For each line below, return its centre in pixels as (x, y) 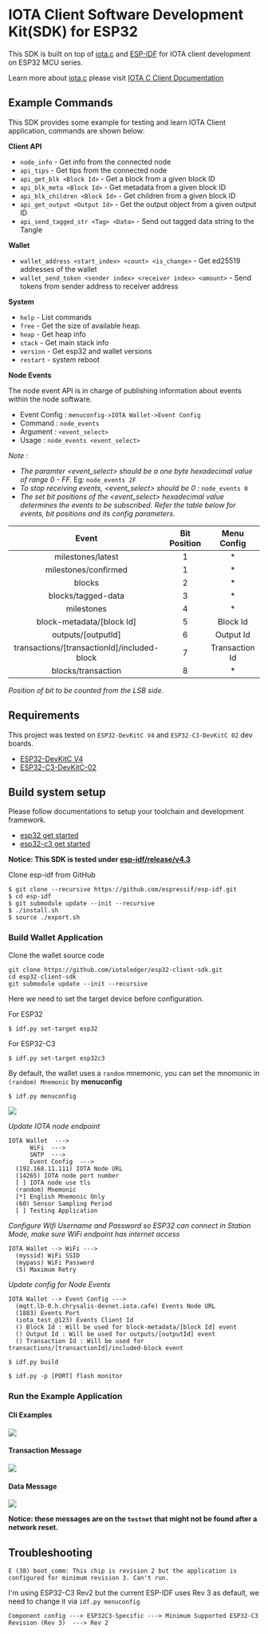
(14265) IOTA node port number (67, 1176)
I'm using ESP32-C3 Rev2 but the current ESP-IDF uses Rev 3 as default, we (134, 1593)
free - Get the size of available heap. (80, 325)
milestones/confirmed (86, 569)
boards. (21, 743)
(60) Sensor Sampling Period (64, 1204)
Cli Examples (30, 1415)
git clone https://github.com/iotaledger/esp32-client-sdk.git (116, 970)
